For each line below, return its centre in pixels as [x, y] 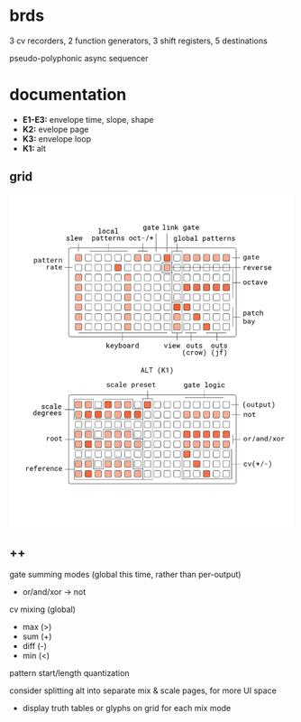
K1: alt [34, 148]
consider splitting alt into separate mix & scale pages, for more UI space [143, 690]
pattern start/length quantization [69, 673]
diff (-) [35, 646]
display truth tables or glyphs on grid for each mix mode [127, 708]
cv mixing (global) [43, 609]
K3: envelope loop [57, 139]
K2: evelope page [55, 129]
